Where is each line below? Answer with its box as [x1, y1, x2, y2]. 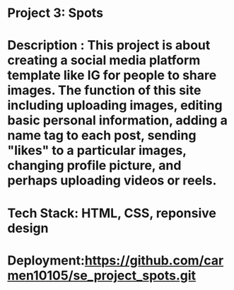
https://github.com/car [84, 253, 224, 268]
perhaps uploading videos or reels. [7, 173, 217, 189]
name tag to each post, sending [7, 127, 197, 144]
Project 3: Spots [7, 5, 104, 21]
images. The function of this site [7, 83, 201, 98]
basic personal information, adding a [7, 112, 228, 129]
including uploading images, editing [7, 98, 223, 114]
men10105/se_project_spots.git [7, 267, 197, 284]
